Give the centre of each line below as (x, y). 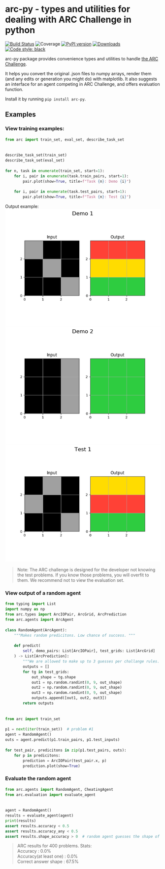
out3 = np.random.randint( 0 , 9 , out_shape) (77, 693)
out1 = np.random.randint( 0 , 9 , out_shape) (77, 682)
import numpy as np (25, 609)
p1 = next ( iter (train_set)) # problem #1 (49, 729)
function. (14, 89)
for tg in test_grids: (46, 672)
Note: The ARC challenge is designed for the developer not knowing (86, 570)
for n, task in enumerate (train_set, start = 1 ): (55, 171)
